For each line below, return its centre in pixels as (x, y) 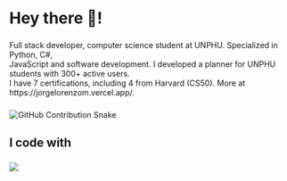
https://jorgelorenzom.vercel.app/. (72, 93)
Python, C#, (31, 55)
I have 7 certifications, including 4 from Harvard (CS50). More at (127, 83)
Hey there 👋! (56, 18)
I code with (41, 143)
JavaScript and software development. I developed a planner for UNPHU (143, 64)
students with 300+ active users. (70, 74)
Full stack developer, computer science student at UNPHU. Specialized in (144, 45)
